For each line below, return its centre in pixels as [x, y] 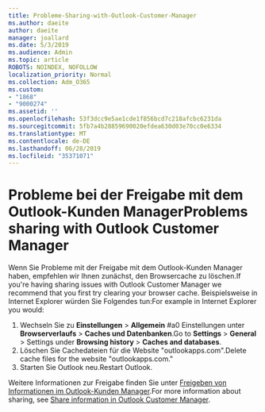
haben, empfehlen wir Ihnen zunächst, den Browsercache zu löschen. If [125, 276]
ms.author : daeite [38, 23]
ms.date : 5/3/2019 [38, 45]
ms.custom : [26, 89]
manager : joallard [38, 38]
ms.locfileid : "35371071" [51, 156]
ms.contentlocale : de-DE [49, 141]
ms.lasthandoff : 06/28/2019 [55, 148]
